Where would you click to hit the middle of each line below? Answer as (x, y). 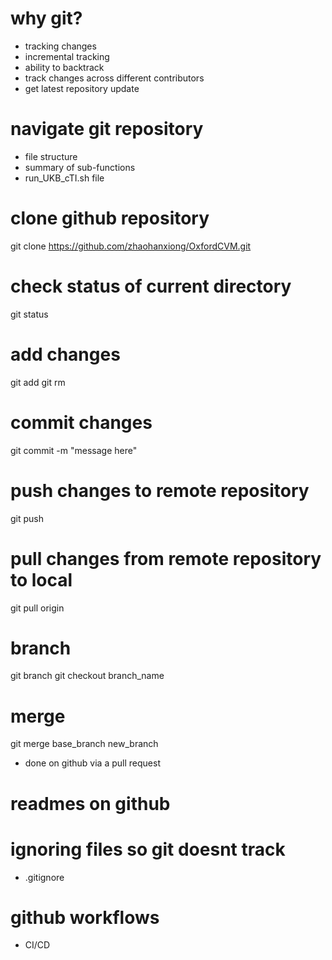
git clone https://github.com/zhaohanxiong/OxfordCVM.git (131, 246)
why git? (46, 18)
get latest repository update (82, 88)
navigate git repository (107, 129)
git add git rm (38, 382)
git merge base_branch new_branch (84, 744)
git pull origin (37, 608)
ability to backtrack (64, 67)
